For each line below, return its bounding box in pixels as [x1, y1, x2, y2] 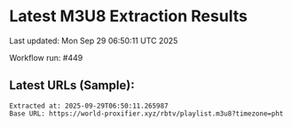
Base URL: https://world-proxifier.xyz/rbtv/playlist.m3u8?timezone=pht [9, 108, 284, 118]
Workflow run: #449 [9, 52, 83, 63]
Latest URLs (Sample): [9, 78, 135, 93]
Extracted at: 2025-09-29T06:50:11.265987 [9, 101, 169, 110]
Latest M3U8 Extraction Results [9, 6, 249, 26]
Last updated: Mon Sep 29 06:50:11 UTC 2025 [9, 35, 178, 46]
